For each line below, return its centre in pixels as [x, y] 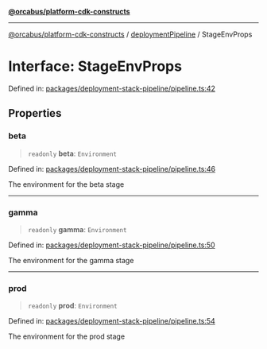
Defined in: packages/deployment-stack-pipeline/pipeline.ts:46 [112, 169]
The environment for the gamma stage [71, 260]
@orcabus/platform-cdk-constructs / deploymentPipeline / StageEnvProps [130, 34]
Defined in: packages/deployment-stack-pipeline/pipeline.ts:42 [112, 88]
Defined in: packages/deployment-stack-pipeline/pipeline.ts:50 [112, 245]
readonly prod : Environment [72, 306]
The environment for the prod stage [67, 336]
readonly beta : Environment [72, 153]
